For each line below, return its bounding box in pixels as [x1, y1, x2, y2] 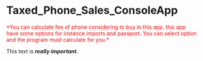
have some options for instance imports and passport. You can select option [6, 29, 197, 36]
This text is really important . [6, 47, 79, 54]
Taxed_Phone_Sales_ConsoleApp [6, 4, 178, 17]
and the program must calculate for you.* [6, 36, 110, 43]
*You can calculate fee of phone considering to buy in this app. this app [6, 23, 186, 30]
